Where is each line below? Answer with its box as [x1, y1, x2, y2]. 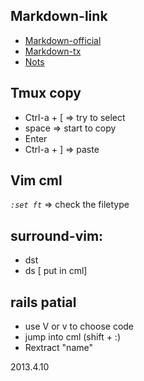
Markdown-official [24, 34, 102, 46]
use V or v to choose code [24, 320, 135, 333]
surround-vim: [10, 227, 104, 244]
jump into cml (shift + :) [24, 331, 121, 343]
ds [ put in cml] [24, 265, 88, 277]
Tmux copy [10, 85, 82, 102]
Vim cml [10, 172, 63, 189]
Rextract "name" [24, 342, 93, 354]
